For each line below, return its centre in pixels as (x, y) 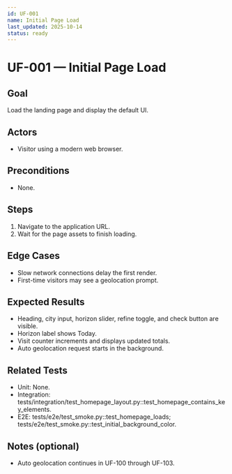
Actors (22, 132)
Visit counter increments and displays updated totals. (94, 341)
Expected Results (46, 302)
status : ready (28, 33)
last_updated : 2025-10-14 (45, 27)
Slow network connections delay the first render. (87, 272)
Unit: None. (33, 387)
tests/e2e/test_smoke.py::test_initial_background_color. (97, 424)
